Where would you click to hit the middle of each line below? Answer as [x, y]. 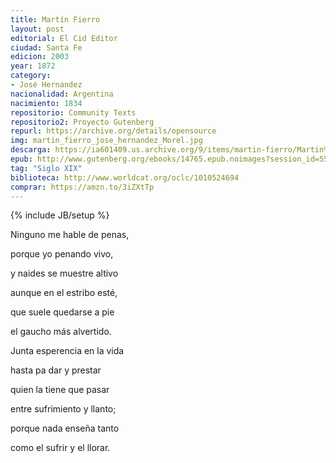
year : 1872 [33, 66]
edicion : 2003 [40, 57]
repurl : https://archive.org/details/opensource [113, 131]
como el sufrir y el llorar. [60, 448]
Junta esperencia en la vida [67, 351]
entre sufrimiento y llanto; [63, 409]
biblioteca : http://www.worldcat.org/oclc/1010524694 [125, 177]
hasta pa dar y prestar [56, 370]
